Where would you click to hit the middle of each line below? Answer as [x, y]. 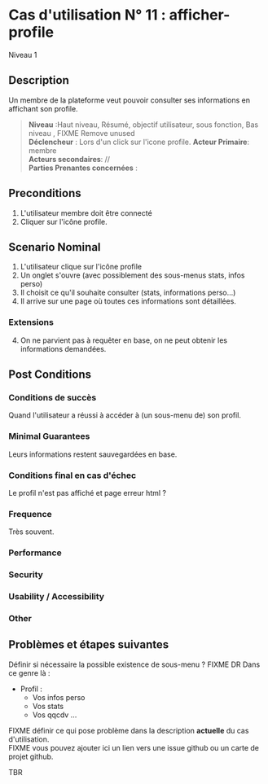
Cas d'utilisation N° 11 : [87, 15]
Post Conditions [50, 375]
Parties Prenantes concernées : [83, 168]
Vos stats [48, 706]
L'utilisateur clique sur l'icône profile [81, 267]
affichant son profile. [44, 108]
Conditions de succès [53, 397]
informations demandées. [63, 348]
